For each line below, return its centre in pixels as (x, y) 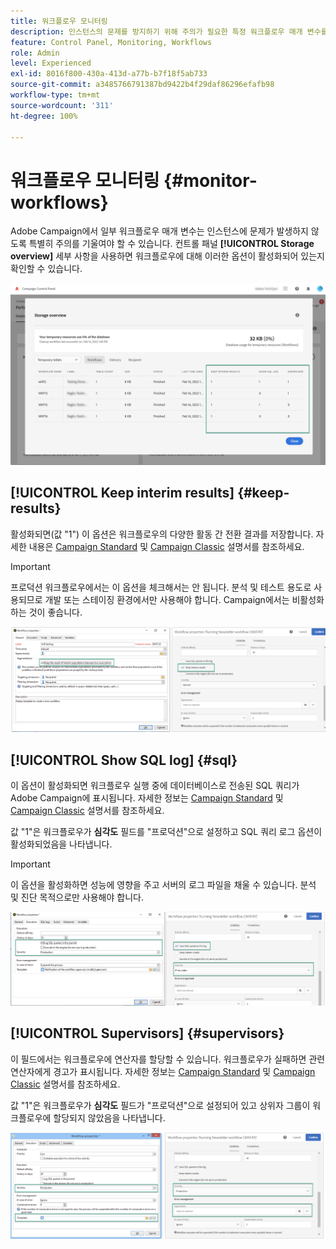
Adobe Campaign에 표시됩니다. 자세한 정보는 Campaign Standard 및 (147, 798)
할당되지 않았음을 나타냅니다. (109, 1117)
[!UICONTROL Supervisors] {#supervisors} (147, 1033)
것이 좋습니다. (55, 612)
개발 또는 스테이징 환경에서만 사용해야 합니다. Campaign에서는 (167, 599)
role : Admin (35, 53)
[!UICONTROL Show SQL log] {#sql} (124, 760)
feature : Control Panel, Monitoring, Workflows (111, 42)
